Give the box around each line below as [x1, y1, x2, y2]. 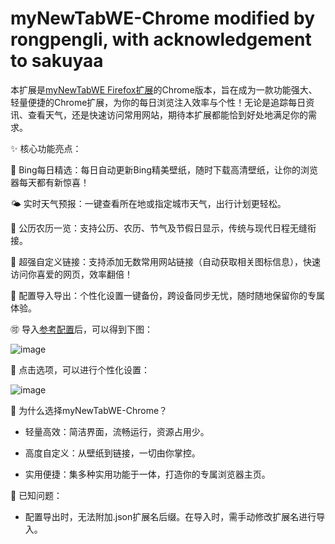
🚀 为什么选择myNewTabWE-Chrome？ [10, 404, 168, 416]
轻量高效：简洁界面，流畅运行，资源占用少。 [24, 425, 210, 437]
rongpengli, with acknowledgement [10, 28, 312, 51]
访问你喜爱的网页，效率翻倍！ [10, 268, 133, 280]
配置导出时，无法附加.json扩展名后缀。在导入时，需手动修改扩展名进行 [24, 510, 317, 522]
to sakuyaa [10, 50, 104, 72]
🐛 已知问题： [10, 489, 63, 501]
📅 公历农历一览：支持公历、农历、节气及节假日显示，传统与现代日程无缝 [10, 222, 308, 234]
